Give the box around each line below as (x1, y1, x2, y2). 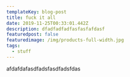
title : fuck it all (6, 15, 56, 21)
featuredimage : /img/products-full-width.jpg (6, 37, 124, 43)
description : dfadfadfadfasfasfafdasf (6, 25, 105, 32)
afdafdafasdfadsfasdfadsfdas (6, 65, 81, 72)
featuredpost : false (6, 32, 59, 38)
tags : (6, 43, 20, 49)
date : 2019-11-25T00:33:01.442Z (6, 20, 88, 26)
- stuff (12, 49, 32, 55)
